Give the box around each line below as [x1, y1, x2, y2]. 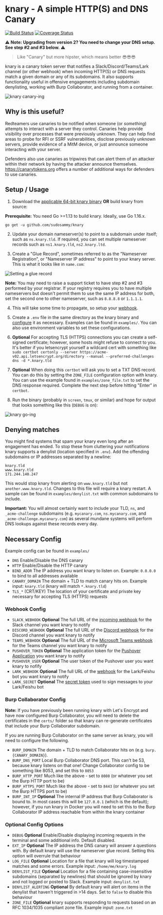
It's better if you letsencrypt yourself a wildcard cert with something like [12, 344, 157, 350]
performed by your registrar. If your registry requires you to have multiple [5, 285, 152, 291]
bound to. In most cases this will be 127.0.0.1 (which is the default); [12, 799, 149, 804]
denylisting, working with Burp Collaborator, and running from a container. [5, 84, 154, 90]
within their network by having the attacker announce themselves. [5, 161, 138, 167]
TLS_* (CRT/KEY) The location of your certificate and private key [12, 588, 141, 595]
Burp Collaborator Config [5, 696, 66, 703]
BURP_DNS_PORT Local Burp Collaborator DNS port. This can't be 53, [12, 757, 145, 763]
